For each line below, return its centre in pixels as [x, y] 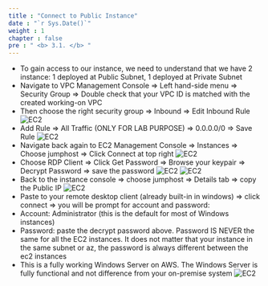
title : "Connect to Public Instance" [73, 16]
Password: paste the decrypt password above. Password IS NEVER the [137, 231]
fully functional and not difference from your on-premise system [126, 273]
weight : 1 [26, 31]
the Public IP [41, 188]
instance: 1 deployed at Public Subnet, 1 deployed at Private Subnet [131, 77]
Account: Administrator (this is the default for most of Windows [124, 214]
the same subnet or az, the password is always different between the [134, 248]
